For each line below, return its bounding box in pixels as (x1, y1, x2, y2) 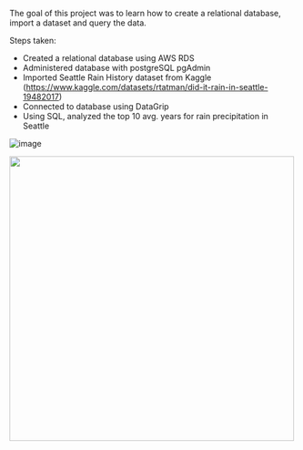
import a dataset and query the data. (9, 17, 147, 28)
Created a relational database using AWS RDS (22, 53, 195, 63)
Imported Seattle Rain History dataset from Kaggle (22, 72, 212, 83)
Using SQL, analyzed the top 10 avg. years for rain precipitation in (22, 111, 268, 121)
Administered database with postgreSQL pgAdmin (22, 63, 211, 73)
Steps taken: (9, 36, 56, 46)
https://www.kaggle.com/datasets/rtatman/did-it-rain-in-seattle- (25, 82, 268, 92)
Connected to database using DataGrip (22, 101, 170, 112)
